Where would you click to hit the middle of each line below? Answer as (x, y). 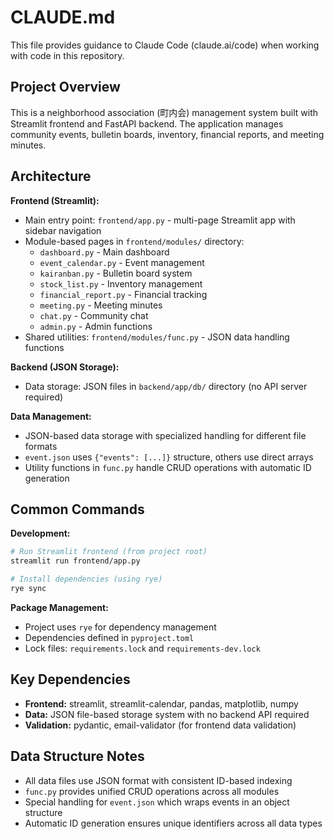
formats (41, 446)
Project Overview (65, 87)
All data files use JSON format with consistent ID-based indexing (158, 780)
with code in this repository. (67, 55)
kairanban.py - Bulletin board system (116, 273)
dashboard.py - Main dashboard (104, 252)
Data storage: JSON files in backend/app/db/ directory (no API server (166, 386)
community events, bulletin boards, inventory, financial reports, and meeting (167, 134)
